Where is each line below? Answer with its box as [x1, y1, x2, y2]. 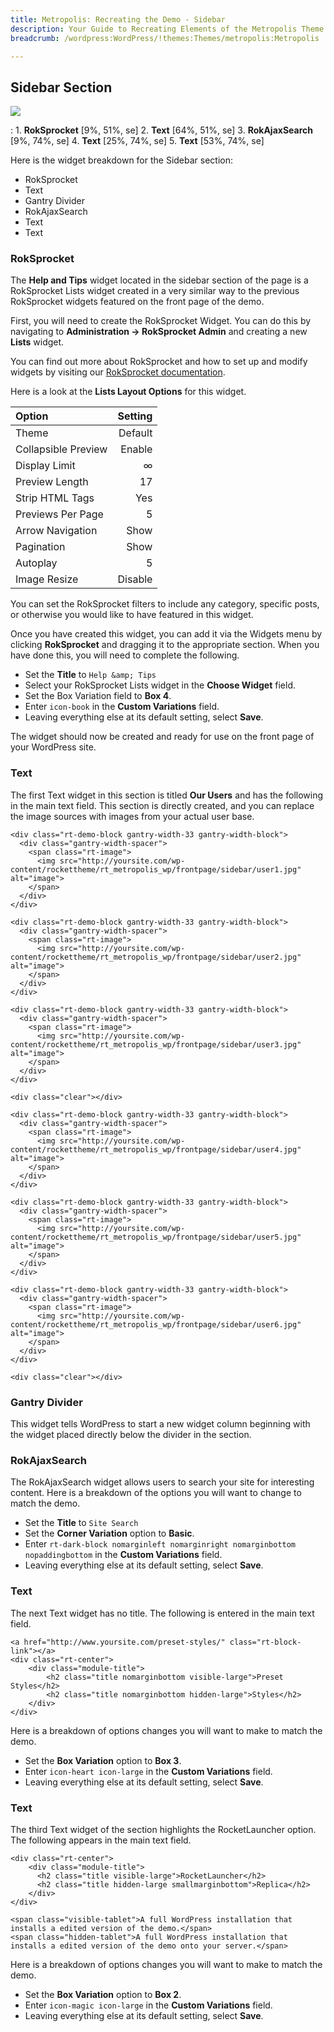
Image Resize [15, 572, 79, 586]
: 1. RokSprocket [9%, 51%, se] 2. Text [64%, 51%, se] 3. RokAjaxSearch [10, 124, 313, 136]
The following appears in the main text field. [10, 1834, 192, 1846]
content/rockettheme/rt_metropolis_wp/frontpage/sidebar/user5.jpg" [10, 1232, 302, 1242]
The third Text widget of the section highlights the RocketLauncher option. [10, 1823, 317, 1835]
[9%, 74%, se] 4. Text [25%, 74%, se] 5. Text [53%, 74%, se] [10, 135, 265, 147]
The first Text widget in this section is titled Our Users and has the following [10, 789, 324, 801]
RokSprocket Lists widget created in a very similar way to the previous [10, 285, 300, 297]
